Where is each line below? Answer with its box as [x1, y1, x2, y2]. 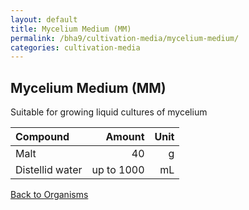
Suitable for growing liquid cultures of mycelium [10, 106, 208, 118]
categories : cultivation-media [10, 42, 141, 53]
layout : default [10, 14, 78, 25]
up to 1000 [91, 163, 145, 177]
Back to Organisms [10, 189, 89, 201]
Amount [105, 130, 145, 144]
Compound [15, 130, 70, 144]
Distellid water [15, 163, 83, 177]
